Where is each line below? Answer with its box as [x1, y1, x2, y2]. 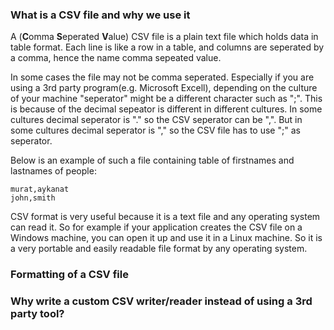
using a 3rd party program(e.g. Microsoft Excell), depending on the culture [10, 82, 318, 94]
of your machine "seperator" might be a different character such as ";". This [10, 93, 323, 105]
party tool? [10, 307, 65, 321]
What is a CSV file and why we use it [10, 8, 191, 22]
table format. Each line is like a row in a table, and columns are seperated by [10, 41, 325, 53]
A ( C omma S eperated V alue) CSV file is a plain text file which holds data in [10, 31, 319, 43]
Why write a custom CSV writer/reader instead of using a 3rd [10, 294, 313, 308]
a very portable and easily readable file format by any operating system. [10, 243, 308, 255]
